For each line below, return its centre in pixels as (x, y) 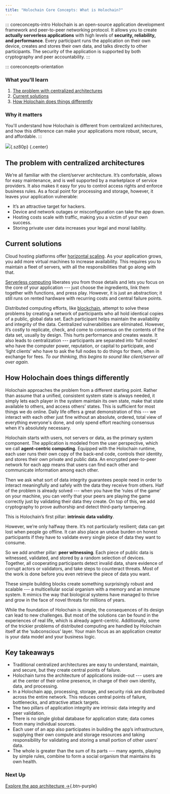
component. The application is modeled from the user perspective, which (82, 443)
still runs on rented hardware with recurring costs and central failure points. (84, 298)
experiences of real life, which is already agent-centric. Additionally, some (83, 620)
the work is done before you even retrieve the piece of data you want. (78, 574)
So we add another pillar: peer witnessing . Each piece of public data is (79, 552)
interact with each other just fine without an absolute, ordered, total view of (84, 417)
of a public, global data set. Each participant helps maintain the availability (83, 319)
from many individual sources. (44, 724)
